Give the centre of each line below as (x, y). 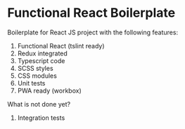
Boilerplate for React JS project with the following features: (92, 32)
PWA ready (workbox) (50, 90)
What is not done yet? (39, 104)
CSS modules (37, 76)
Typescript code (41, 60)
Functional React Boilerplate (91, 13)
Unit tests (31, 83)
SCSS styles (36, 68)
